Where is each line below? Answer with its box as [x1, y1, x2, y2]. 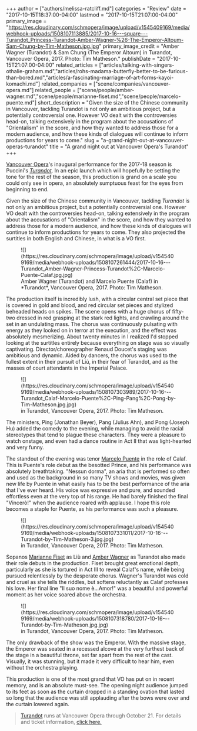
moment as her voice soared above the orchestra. [6, 591, 127, 598]
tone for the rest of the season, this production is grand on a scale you [6, 174, 177, 180]
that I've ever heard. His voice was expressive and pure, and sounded [6, 487, 175, 494]
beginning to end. [6, 186, 49, 192]
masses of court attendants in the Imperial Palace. [6, 364, 128, 371]
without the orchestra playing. [6, 664, 79, 671]
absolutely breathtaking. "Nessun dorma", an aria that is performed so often [6, 468, 190, 475]
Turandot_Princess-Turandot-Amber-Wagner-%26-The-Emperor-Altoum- [6, 37, 184, 43]
